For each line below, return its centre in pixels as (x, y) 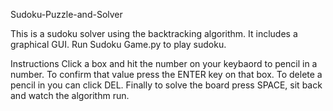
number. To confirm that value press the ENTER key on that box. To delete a (166, 74)
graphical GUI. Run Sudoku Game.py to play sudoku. (118, 44)
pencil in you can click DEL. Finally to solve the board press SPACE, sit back (166, 85)
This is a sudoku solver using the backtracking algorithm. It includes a (154, 33)
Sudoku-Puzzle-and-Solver (66, 14)
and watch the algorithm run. (70, 95)
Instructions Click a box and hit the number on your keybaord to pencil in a (164, 63)
